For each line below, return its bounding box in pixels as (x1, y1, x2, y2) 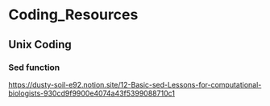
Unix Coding (8, 38, 72, 51)
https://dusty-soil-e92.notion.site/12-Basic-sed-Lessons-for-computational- (8, 79, 262, 89)
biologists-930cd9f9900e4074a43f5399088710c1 (8, 88, 176, 98)
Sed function (8, 62, 60, 73)
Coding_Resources (8, 6, 139, 24)
